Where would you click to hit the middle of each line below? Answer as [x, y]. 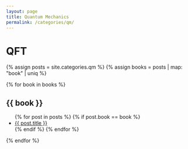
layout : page [22, 11]
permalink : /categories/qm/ [40, 22]
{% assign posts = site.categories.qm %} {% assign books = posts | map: [94, 67]
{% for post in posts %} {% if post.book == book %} [77, 117]
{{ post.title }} [31, 123]
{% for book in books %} [36, 84]
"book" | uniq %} [26, 73]
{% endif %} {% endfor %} [47, 129]
